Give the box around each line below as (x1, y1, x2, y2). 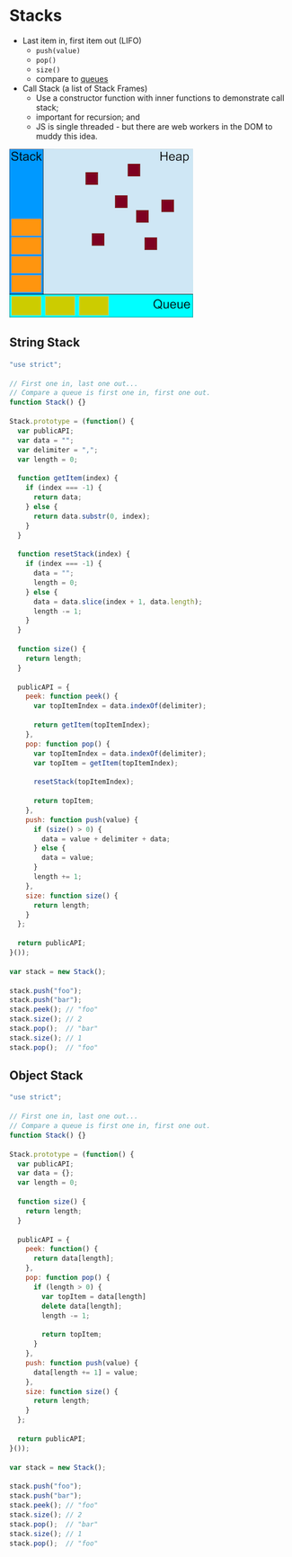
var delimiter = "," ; (17, 445, 99, 454)
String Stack (9, 335, 81, 351)
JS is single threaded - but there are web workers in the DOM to (35, 121, 273, 131)
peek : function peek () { (25, 692, 119, 702)
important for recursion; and (35, 112, 141, 122)
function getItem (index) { (17, 474, 119, 483)
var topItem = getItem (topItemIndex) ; (32, 758, 179, 767)
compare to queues (35, 73, 109, 84)
